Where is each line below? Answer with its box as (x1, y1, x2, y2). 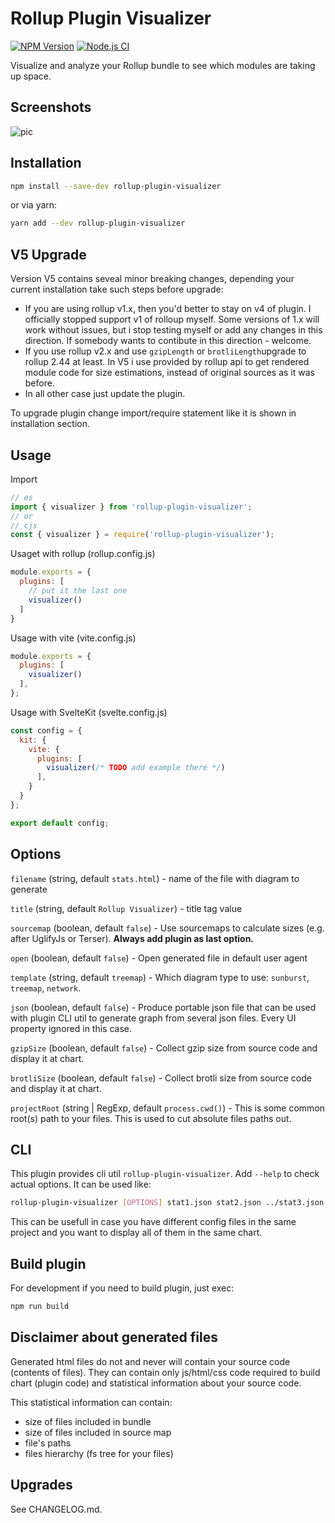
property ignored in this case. (10, 1022, 132, 1034)
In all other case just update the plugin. (24, 388, 186, 400)
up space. (10, 70, 52, 82)
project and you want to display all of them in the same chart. (10, 1227, 263, 1239)
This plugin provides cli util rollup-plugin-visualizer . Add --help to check (10, 1168, 320, 1180)
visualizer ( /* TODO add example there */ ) (46, 763, 226, 773)
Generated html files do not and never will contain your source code (10, 1355, 291, 1367)
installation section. (10, 418, 90, 430)
